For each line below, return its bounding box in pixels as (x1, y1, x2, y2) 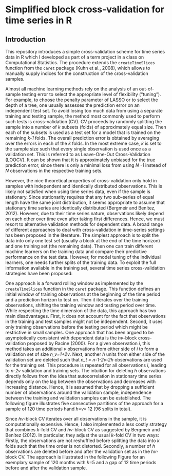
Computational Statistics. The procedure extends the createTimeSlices (5, 60, 155, 65)
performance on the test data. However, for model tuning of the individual (5, 254, 161, 260)
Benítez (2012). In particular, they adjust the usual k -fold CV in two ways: (5, 432, 159, 438)
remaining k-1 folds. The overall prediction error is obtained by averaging (5, 135, 159, 141)
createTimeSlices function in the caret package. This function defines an (5, 286, 160, 292)
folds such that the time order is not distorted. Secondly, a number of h (5, 443, 156, 449)
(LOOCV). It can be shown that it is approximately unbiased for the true (5, 157, 156, 163)
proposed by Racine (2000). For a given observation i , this (27, 340, 150, 346)
